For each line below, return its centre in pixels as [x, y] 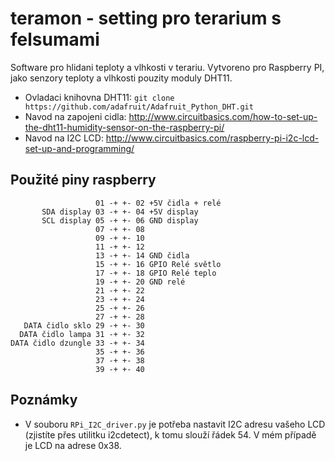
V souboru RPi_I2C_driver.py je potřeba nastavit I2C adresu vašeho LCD [175, 424]
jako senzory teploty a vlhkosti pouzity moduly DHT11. [121, 78]
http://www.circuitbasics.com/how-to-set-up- [223, 116]
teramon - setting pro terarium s [146, 18]
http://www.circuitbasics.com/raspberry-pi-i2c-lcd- [212, 138]
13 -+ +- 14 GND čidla [142, 255]
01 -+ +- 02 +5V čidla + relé [158, 203]
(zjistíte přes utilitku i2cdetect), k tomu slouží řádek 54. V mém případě [170, 434]
